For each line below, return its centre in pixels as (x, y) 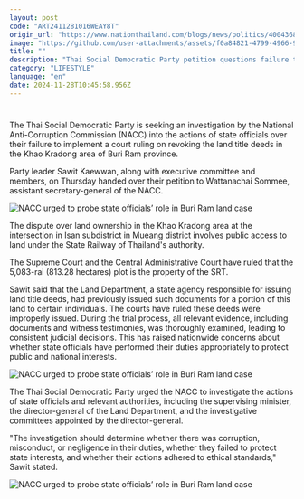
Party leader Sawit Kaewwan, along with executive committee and (133, 171)
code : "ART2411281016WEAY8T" (64, 26)
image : (22, 43)
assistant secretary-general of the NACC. (86, 190)
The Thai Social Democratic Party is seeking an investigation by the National (152, 125)
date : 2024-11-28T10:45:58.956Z (70, 85)
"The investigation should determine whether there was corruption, (135, 438)
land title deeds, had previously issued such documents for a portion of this (150, 298)
